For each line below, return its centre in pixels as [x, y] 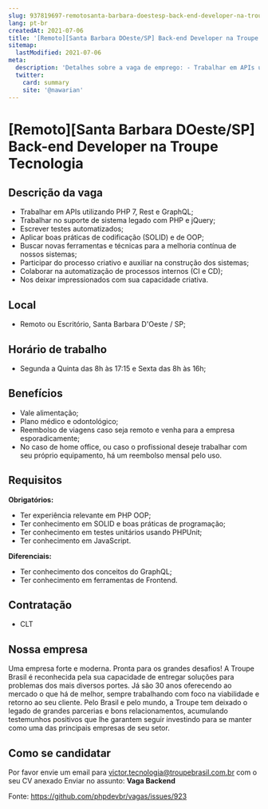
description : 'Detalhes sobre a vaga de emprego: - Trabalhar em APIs [135, 68]
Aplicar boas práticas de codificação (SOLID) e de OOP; [112, 237]
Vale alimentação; [49, 413]
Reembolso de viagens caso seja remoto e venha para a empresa [127, 430]
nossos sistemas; [48, 254]
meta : [17, 61]
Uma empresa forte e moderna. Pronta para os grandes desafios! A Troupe [132, 668]
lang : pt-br [28, 23]
